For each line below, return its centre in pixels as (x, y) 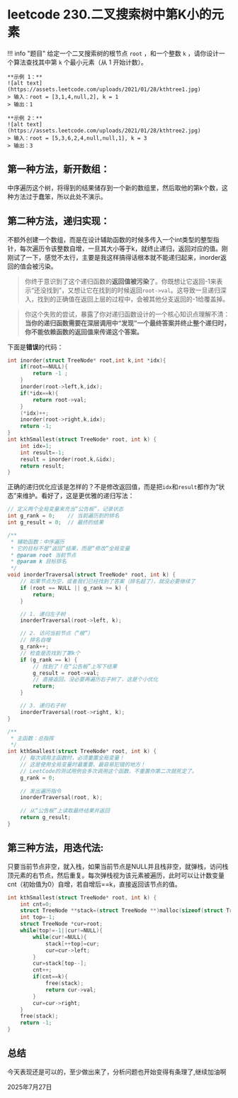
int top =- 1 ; (38, 917)
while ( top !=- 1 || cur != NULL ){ (61, 930)
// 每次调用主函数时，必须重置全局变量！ (73, 758)
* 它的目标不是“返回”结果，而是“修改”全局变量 (70, 548)
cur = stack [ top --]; (60, 964)
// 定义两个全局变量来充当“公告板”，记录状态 (66, 509)
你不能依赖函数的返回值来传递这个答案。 (84, 331)
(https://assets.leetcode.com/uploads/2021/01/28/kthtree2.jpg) (104, 131)
